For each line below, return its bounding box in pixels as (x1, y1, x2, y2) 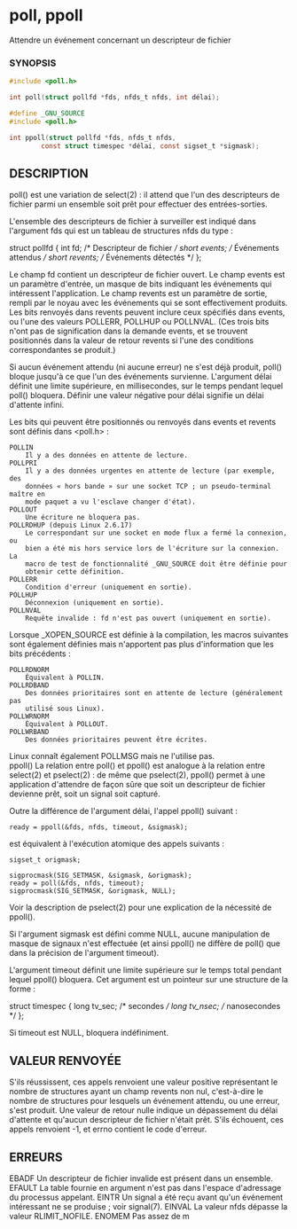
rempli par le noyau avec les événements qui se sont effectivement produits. (9, 298, 288, 309)
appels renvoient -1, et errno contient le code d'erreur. (9, 1123, 207, 1135)
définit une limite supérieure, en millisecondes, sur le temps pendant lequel (9, 380, 284, 391)
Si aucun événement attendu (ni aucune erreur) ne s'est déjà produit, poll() (9, 362, 282, 372)
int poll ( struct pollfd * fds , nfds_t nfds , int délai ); (9, 93, 220, 102)
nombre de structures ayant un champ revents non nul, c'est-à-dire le (9, 1086, 264, 1097)
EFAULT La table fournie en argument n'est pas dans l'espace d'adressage (9, 1182, 282, 1193)
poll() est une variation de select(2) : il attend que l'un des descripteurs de (9, 190, 280, 200)
